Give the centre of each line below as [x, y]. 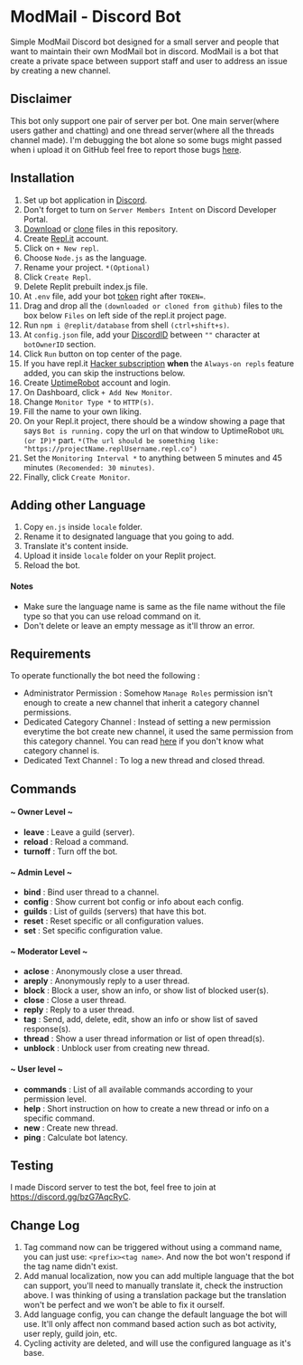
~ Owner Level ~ [41, 812]
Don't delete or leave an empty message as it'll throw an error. [139, 625]
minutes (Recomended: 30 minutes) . [89, 467]
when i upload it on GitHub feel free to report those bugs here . [126, 149]
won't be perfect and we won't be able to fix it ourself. [124, 1305]
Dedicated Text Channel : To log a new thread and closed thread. [144, 761]
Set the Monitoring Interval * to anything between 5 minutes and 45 [153, 458]
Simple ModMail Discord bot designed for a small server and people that [145, 42]
